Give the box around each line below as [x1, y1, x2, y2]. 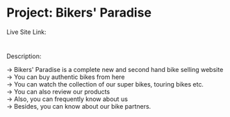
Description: [6, 52, 42, 60]
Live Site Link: [6, 28, 47, 36]
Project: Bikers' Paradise [6, 5, 152, 21]
